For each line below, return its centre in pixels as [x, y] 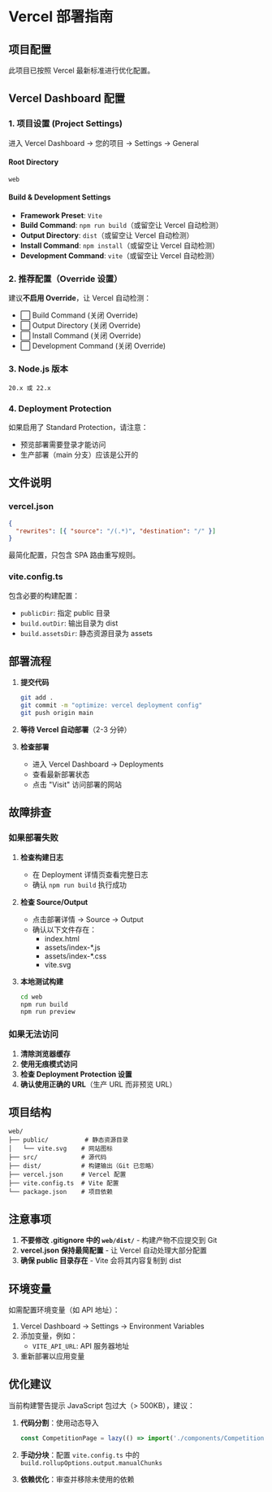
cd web [31, 997]
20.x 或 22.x [30, 388]
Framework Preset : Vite [61, 216]
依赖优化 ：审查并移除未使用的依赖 [77, 1479]
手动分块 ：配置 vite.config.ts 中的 [80, 1455]
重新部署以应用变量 [52, 1356]
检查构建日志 [41, 857]
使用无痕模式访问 [49, 1064]
